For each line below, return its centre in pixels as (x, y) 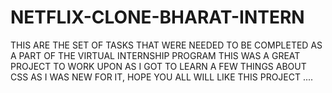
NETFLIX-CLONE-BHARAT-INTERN (157, 17)
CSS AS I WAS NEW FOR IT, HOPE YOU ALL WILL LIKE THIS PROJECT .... (162, 77)
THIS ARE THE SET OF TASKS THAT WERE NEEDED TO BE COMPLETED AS (166, 45)
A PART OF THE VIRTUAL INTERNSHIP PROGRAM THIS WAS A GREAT (155, 55)
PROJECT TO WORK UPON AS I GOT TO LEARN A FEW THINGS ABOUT (158, 66)
